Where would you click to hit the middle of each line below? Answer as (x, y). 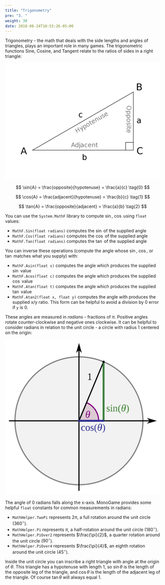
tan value (22, 292)
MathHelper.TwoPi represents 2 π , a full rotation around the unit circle (82, 518)
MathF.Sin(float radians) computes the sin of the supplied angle (79, 231)
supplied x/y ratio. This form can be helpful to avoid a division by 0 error (85, 302)
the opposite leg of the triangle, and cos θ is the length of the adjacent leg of (83, 572)
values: (12, 221)
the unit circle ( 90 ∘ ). (33, 540)
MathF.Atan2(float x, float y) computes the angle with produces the (84, 297)
